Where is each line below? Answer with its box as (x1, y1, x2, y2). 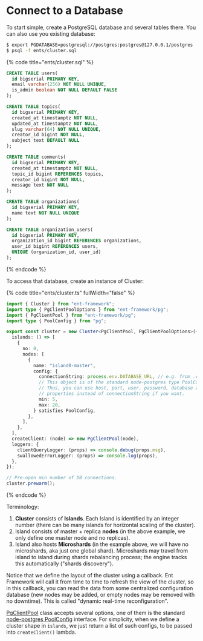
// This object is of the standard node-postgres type (38, 379, 180, 385)
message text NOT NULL (11, 182, 69, 188)
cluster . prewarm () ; (6, 480, 56, 487)
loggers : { (11, 441, 39, 447)
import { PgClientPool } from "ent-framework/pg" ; (6, 312, 137, 318)
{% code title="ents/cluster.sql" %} (6, 58, 94, 65)
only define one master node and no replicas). (14, 534, 130, 542)
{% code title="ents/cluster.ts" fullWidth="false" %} (6, 289, 135, 296)
